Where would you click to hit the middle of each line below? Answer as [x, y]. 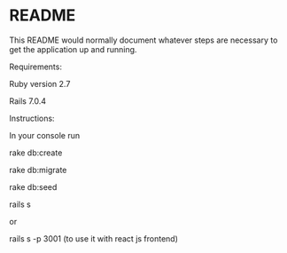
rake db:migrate [38, 170]
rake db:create [36, 153]
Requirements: [35, 67]
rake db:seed [33, 186]
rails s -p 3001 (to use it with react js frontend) [94, 238]
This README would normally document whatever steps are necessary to [143, 40]
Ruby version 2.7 [40, 83]
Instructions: [32, 118]
